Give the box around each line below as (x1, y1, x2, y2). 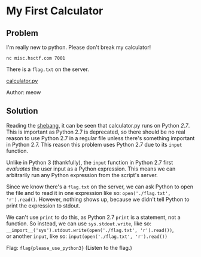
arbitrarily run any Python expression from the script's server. (6, 171, 158, 178)
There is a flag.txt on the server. (6, 66, 90, 73)
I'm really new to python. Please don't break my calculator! (6, 44, 151, 51)
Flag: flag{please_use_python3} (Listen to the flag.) (6, 244, 133, 251)
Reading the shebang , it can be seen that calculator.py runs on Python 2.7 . (6, 122, 190, 129)
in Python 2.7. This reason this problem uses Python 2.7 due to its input (6, 141, 182, 148)
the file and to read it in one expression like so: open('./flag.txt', (6, 189, 171, 196)
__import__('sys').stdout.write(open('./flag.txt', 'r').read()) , (6, 226, 174, 233)
